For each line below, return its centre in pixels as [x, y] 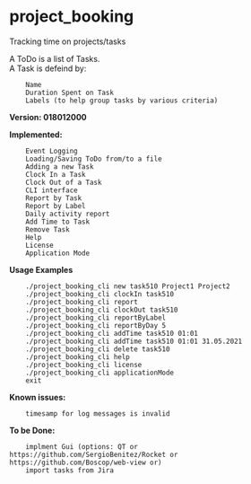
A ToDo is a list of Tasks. [55, 58]
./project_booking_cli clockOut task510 [102, 310]
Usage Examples [41, 269]
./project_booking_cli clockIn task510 [100, 294]
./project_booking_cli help [78, 356]
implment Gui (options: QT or [82, 446]
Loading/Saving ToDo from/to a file [94, 159]
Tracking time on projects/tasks [68, 41]
